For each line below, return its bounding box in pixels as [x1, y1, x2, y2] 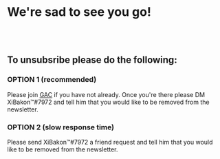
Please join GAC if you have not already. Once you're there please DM [7, 90, 205, 98]
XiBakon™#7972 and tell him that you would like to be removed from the [7, 98, 210, 106]
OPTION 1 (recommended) [7, 75, 97, 85]
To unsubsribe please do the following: [7, 54, 177, 66]
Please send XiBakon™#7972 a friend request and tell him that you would [7, 138, 213, 146]
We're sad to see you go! [7, 4, 151, 20]
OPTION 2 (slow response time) [7, 122, 115, 131]
